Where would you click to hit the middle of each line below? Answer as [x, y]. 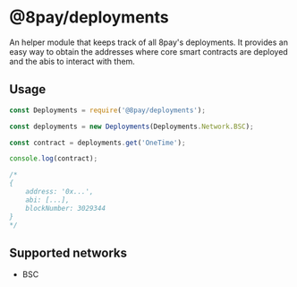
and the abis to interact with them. [72, 61]
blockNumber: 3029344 [65, 208]
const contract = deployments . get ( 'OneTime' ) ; [98, 143]
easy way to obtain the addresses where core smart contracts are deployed [148, 51]
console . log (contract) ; [54, 159]
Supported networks [68, 252]
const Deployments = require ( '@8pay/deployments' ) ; [107, 110]
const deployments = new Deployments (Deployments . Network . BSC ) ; [132, 126]
